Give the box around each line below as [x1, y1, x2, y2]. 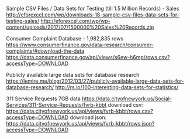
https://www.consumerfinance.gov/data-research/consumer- [6, 41, 154, 48]
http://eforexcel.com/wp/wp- [40, 18, 110, 24]
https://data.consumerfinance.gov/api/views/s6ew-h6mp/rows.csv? [6, 54, 170, 60]
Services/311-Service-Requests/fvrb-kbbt [6, 101, 107, 108]
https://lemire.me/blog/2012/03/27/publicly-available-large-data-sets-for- [6, 77, 185, 84]
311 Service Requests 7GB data [6, 95, 81, 102]
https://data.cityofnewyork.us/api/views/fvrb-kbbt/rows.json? [6, 120, 155, 127]
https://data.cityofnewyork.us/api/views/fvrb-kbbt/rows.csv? [6, 108, 153, 114]
